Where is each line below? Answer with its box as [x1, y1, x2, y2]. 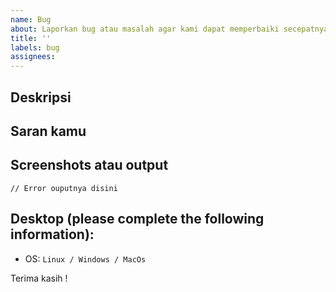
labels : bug [10, 42, 60, 53]
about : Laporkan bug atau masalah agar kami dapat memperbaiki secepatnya [10, 24, 329, 34]
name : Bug [10, 14, 52, 25]
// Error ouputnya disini [10, 183, 118, 193]
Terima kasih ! [10, 272, 68, 284]
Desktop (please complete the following [10, 211, 265, 228]
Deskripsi [10, 89, 72, 106]
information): [10, 226, 95, 243]
